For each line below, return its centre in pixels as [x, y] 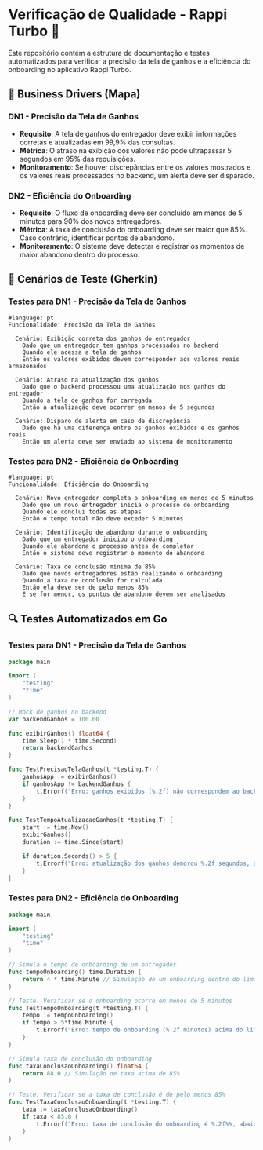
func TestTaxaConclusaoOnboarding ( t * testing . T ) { [92, 1102]
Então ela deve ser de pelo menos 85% [85, 587]
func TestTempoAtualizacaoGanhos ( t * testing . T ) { [91, 820]
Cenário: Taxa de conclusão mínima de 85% [85, 567]
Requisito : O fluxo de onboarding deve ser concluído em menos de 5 [131, 213]
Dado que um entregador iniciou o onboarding [98, 539]
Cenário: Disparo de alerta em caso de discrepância [103, 421]
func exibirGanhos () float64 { [59, 733]
